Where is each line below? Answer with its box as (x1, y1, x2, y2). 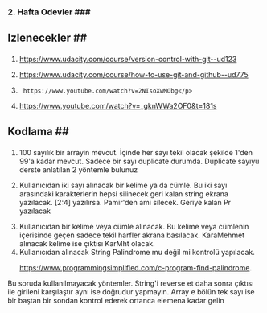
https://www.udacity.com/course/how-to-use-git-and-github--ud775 (18, 70, 249, 80)
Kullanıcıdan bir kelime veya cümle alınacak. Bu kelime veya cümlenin (18, 221, 249, 231)
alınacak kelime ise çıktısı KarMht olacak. (18, 238, 156, 248)
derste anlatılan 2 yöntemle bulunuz (18, 164, 138, 175)
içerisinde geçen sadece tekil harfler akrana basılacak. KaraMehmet (18, 230, 245, 240)
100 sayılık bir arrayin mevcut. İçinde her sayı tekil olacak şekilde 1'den (18, 147, 253, 157)
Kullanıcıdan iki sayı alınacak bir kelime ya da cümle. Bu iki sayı (18, 180, 228, 190)
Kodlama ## (7, 124, 69, 138)
